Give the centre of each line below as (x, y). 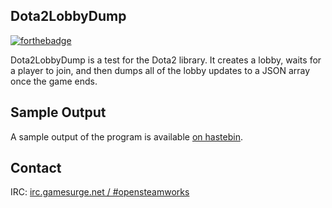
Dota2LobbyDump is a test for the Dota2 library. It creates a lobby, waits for (166, 60)
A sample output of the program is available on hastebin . (126, 136)
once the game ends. (54, 81)
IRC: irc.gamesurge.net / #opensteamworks (100, 192)
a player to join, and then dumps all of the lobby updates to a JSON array (160, 70)
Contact (36, 168)
